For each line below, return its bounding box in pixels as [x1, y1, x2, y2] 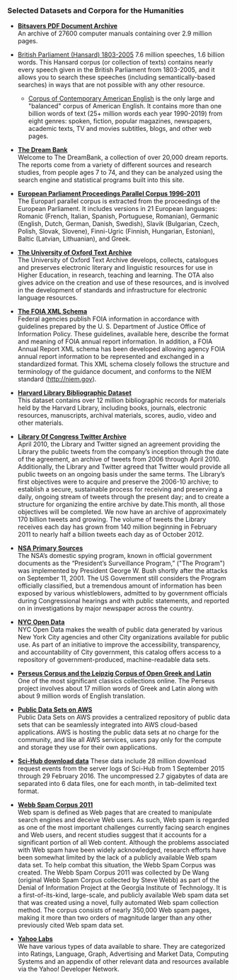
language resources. [17, 293, 78, 302]
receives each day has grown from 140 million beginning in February [17, 523, 217, 531]
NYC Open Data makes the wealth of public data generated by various [17, 625, 223, 634]
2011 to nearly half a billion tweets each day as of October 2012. [17, 530, 204, 539]
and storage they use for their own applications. [17, 743, 158, 752]
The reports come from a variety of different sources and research [17, 161, 212, 169]
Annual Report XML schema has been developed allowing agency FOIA [17, 345, 226, 353]
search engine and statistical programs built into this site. [17, 176, 185, 184]
